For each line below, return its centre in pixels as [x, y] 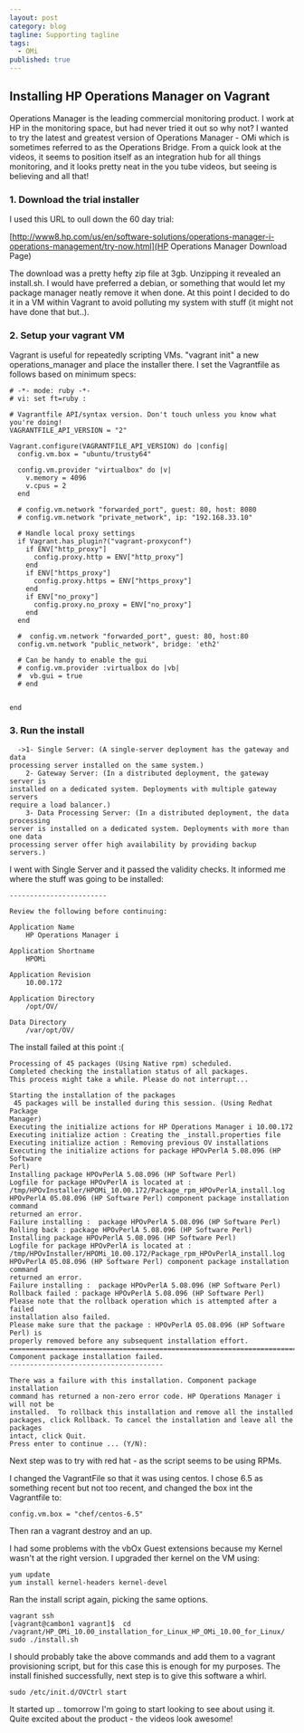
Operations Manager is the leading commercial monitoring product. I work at [152, 118]
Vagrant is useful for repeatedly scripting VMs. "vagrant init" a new [134, 355]
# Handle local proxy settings [76, 534]
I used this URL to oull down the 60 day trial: [92, 219]
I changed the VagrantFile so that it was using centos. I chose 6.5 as [137, 1478]
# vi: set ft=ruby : [48, 399]
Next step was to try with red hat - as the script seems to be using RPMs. [146, 1460]
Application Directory [52, 998]
